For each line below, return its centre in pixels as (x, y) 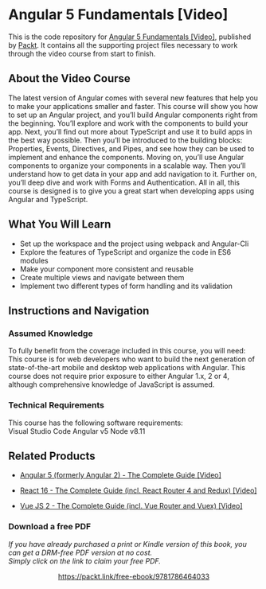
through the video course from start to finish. (82, 53)
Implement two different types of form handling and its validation (126, 286)
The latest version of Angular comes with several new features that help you (133, 98)
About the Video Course (70, 78)
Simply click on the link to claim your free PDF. (85, 561)
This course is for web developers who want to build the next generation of (131, 359)
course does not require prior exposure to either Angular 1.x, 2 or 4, (119, 376)
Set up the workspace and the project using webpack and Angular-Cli (134, 244)
